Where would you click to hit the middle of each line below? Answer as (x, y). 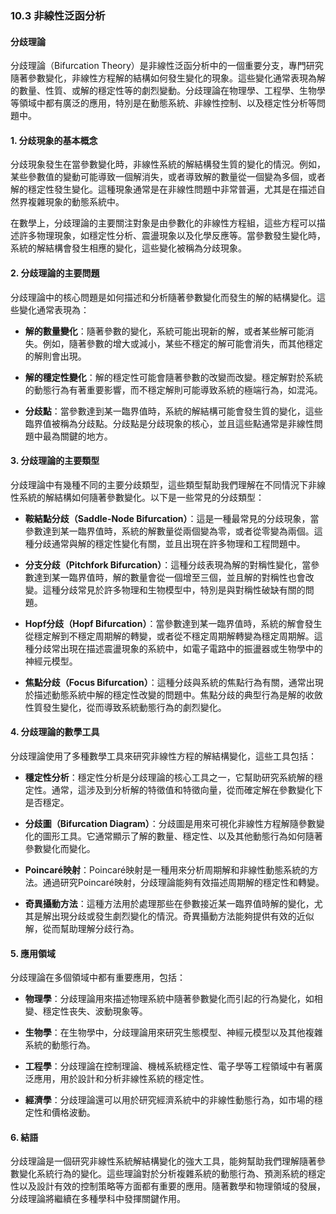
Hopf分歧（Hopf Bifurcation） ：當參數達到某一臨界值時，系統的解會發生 (173, 623)
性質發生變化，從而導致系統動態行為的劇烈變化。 (125, 707)
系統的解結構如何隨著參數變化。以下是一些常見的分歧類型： (141, 497)
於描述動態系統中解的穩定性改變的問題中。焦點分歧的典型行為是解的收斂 (173, 694)
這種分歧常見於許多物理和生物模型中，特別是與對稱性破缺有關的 (174, 589)
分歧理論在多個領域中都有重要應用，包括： (98, 978)
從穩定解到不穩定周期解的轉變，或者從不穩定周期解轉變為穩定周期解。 (169, 636)
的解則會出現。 (55, 356)
